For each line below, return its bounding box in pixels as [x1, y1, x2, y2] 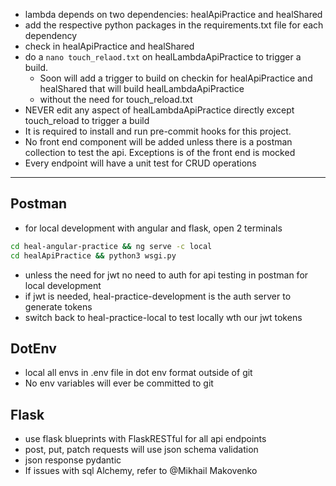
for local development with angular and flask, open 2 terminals [24, 222, 283, 234]
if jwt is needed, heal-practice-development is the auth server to [24, 290, 292, 302]
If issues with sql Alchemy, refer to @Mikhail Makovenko [24, 465, 258, 477]
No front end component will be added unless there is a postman [24, 136, 293, 148]
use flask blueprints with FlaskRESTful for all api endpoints [24, 433, 267, 445]
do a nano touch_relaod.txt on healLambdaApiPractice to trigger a [24, 51, 302, 63]
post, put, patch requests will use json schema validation [24, 444, 259, 456]
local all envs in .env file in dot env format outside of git [24, 367, 253, 379]
